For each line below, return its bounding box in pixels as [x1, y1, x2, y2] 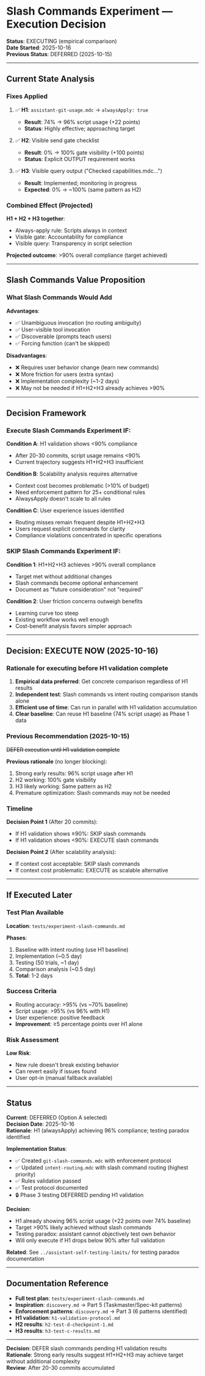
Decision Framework [6, 408, 87, 418]
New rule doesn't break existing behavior [15, 1061, 119, 1069]
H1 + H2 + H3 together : [6, 215, 65, 222]
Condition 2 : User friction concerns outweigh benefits [6, 597, 143, 605]
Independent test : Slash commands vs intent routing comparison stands [15, 691, 198, 698]
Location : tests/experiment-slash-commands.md [6, 922, 125, 929]
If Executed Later [6, 890, 73, 900]
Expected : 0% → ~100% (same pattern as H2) [24, 186, 142, 193]
